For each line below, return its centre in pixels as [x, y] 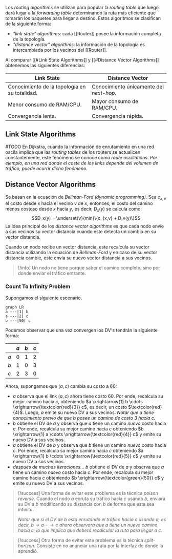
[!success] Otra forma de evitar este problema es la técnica [80, 540]
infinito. [26, 509]
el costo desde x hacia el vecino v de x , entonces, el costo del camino [79, 203]
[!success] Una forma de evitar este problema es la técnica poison [88, 493]
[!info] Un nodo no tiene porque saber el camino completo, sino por [89, 268]
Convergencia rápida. [118, 116]
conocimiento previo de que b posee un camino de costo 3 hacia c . [84, 418]
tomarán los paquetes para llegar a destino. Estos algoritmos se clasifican [83, 18]
